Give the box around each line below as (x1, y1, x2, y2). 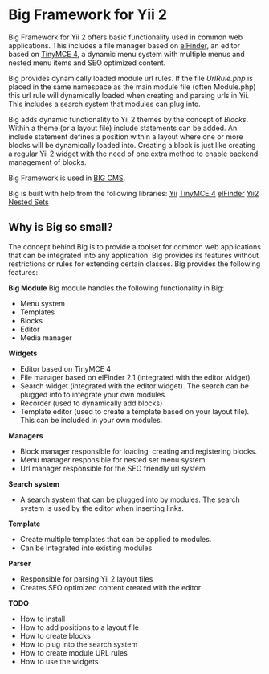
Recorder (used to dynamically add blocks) (19, 398, 163, 408)
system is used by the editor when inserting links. (19, 503, 185, 512)
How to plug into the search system (19, 639, 138, 649)
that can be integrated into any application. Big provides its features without (8, 250, 259, 260)
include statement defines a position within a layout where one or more (8, 131, 243, 142)
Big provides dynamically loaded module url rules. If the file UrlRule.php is (8, 73, 253, 83)
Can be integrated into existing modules (19, 543, 153, 553)
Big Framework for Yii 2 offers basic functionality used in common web (8, 32, 243, 42)
